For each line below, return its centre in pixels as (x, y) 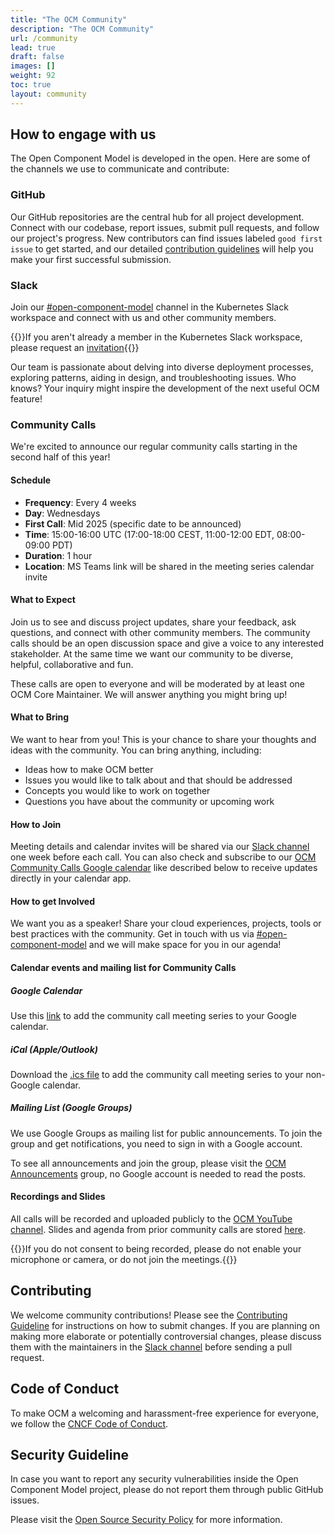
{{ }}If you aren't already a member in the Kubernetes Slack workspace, (156, 337)
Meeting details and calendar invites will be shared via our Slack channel (160, 847)
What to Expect (43, 600)
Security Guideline (70, 1455)
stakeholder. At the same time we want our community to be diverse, (152, 653)
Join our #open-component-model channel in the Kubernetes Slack (149, 307)
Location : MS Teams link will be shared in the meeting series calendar (169, 566)
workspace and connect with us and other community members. (143, 318)
